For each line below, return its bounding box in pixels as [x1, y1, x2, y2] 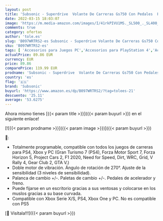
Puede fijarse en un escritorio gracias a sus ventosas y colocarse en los [12, 186, 156, 191]
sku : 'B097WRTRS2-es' [5, 43, 49, 48]
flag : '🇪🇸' [5, 79, 29, 84]
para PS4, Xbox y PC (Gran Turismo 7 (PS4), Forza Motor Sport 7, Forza [12, 149, 155, 155]
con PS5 [12, 201, 29, 207]
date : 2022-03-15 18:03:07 [5, 16, 60, 21]
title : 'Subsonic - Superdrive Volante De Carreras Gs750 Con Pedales [5, 12, 153, 17]
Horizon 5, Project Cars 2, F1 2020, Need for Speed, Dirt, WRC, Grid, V [12, 154, 153, 160]
